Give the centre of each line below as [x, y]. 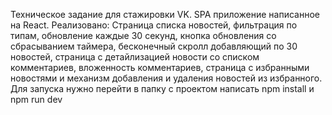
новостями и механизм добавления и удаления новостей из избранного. [166, 78]
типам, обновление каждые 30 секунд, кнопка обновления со [143, 35]
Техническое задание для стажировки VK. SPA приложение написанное [165, 14]
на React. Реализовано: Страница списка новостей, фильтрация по [154, 25]
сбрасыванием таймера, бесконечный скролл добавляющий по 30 [154, 46]
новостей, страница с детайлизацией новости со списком [135, 57]
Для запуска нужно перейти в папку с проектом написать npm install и [162, 88]
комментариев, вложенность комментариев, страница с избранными [160, 67]
